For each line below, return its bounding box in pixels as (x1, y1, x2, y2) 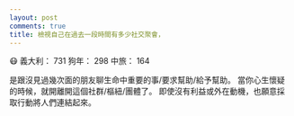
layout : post (9, 13, 58, 22)
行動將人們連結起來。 (16, 97, 96, 108)
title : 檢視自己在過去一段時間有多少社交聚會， (9, 30, 165, 39)
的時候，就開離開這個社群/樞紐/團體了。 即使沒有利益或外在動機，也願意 (9, 86, 278, 97)
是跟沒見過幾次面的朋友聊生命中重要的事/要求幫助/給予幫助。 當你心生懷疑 (9, 75, 286, 85)
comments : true (9, 22, 67, 31)
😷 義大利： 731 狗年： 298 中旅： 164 (9, 56, 150, 67)
